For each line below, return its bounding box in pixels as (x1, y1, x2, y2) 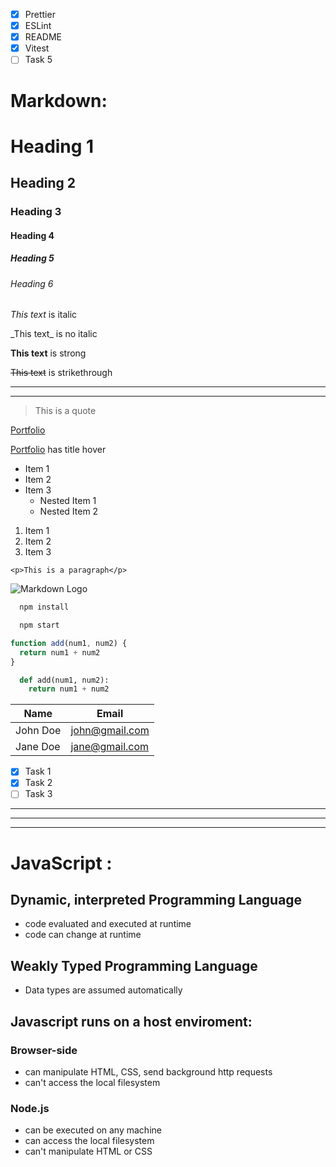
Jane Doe (15, 740, 61, 754)
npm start (19, 620, 60, 631)
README (24, 31, 63, 43)
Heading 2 (10, 175, 77, 192)
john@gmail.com (70, 724, 150, 738)
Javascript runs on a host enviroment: (10, 1013, 253, 1030)
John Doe (15, 724, 62, 738)
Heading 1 (10, 135, 95, 158)
